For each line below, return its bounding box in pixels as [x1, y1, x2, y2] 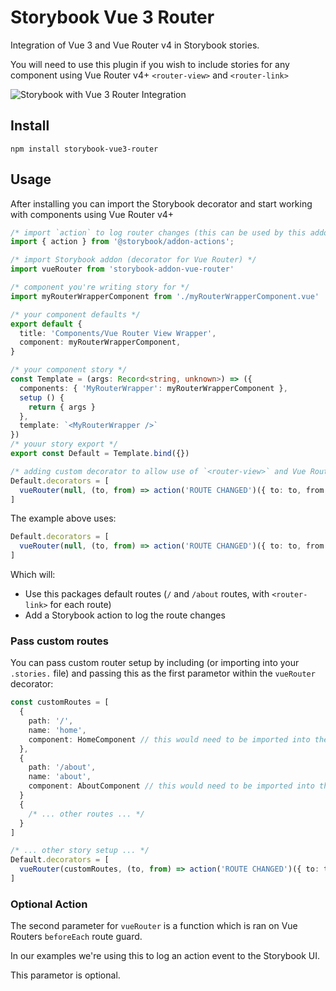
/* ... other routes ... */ [28, 809, 145, 819]
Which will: [10, 569, 56, 581]
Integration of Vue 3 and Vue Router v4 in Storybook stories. [10, 39, 260, 51]
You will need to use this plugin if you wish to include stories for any [10, 58, 290, 70]
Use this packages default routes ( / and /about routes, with [24, 588, 270, 600]
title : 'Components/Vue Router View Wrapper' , [19, 328, 217, 338]
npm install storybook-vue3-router [10, 144, 159, 154]
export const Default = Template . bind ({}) [10, 449, 190, 459]
